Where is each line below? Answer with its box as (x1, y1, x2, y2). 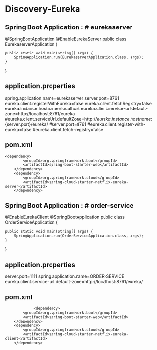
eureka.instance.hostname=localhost (5, 106, 80, 111)
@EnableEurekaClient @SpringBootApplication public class (5, 215, 125, 220)
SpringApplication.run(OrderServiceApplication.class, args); (14, 233, 144, 239)
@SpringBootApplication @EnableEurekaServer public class (5, 36, 127, 42)
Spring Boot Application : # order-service (5, 201, 134, 210)
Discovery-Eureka (5, 3, 80, 15)
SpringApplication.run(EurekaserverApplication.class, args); (14, 55, 144, 60)
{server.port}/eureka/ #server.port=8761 (5, 121, 87, 127)
